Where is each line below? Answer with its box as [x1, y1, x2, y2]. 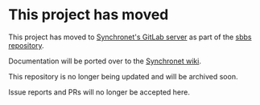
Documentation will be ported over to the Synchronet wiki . [8, 56, 201, 66]
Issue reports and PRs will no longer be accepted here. [8, 87, 191, 97]
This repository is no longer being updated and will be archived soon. [8, 71, 238, 81]
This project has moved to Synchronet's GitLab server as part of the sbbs [8, 32, 252, 42]
